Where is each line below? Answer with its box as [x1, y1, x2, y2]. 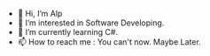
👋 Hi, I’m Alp [17, 9, 63, 18]
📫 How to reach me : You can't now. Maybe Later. [17, 37, 201, 47]
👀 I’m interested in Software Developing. [17, 17, 165, 28]
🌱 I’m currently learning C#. [17, 27, 118, 37]
